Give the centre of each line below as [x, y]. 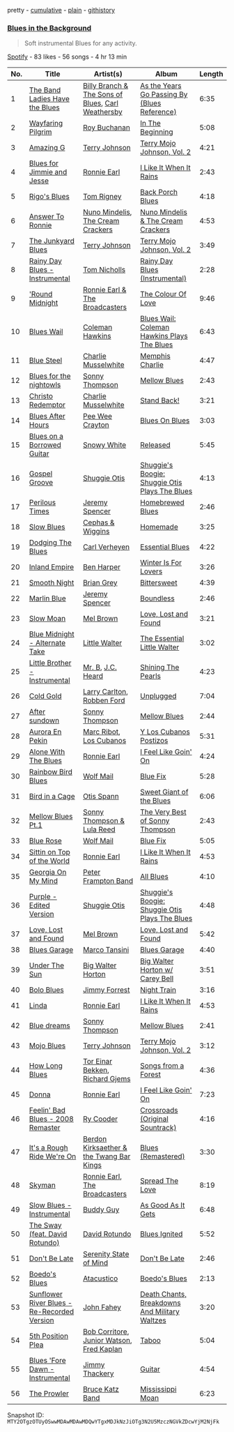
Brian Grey [100, 583]
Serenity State [106, 1254]
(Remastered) [163, 1156]
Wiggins [96, 532]
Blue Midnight [52, 634]
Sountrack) [158, 1128]
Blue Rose [46, 841]
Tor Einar [97, 1062]
